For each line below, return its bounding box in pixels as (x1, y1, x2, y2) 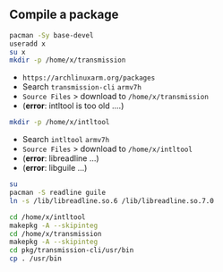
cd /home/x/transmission (9, 229, 102, 238)
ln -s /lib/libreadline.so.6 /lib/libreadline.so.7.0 (9, 196, 215, 205)
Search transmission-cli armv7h (21, 81, 142, 92)
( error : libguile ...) (21, 163, 88, 174)
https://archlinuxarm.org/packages (21, 73, 156, 83)
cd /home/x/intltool (9, 212, 87, 222)
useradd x (9, 39, 47, 48)
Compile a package (9, 7, 119, 22)
